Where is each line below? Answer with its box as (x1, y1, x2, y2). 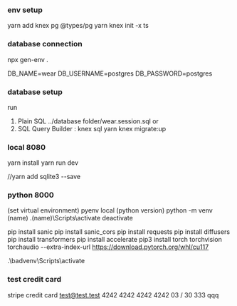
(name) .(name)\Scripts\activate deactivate (7, 214, 133, 223)
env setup (7, 5, 43, 15)
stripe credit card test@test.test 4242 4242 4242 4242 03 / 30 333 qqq (7, 290, 219, 299)
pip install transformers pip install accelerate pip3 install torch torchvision (7, 235, 222, 244)
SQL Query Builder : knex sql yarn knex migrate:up (17, 124, 167, 133)
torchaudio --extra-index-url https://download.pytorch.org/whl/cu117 (7, 243, 209, 251)
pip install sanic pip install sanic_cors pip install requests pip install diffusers (7, 228, 230, 236)
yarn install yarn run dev (7, 158, 79, 167)
